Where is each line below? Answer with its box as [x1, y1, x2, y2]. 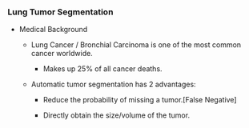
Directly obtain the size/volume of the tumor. [42, 110, 190, 120]
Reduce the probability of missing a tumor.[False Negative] [42, 95, 237, 105]
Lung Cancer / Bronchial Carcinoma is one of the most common [30, 40, 242, 50]
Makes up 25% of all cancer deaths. [42, 64, 163, 74]
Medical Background [18, 25, 88, 34]
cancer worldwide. [30, 49, 93, 58]
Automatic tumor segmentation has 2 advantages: [30, 79, 197, 90]
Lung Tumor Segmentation [7, 6, 114, 18]
